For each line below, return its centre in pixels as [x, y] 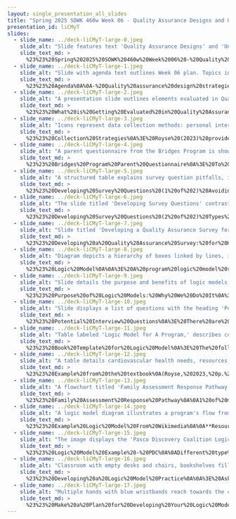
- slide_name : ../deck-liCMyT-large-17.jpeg [80, 485]
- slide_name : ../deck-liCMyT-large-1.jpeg [78, 66]
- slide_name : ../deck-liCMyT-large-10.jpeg [80, 302]
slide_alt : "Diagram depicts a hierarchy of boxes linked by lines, [122, 256]
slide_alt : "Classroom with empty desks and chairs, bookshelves [118, 465]
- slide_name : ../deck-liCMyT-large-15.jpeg [80, 433]
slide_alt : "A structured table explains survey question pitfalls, [122, 177]
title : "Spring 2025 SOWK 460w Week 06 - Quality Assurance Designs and [116, 20]
